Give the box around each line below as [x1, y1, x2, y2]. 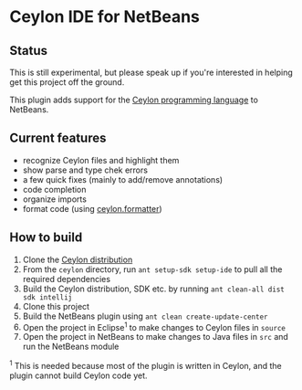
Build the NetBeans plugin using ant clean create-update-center [22, 311, 268, 321]
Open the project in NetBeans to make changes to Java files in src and [22, 332, 289, 343]
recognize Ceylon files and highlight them [22, 154, 180, 165]
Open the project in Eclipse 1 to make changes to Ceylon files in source [22, 320, 286, 332]
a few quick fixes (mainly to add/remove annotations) [22, 174, 224, 184]
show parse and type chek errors [22, 164, 149, 175]
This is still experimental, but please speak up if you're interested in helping [9, 67, 294, 78]
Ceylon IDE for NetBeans [9, 6, 201, 27]
